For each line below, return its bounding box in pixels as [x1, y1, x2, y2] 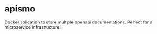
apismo [4, 3, 35, 14]
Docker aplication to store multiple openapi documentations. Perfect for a [4, 19, 153, 25]
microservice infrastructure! [4, 24, 61, 30]
